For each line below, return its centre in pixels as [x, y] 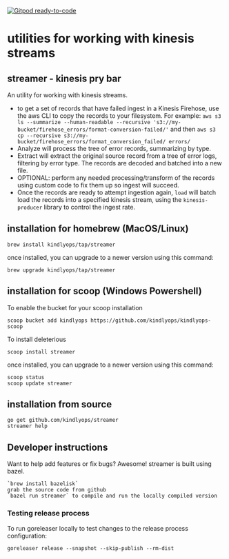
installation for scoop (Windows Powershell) [104, 291]
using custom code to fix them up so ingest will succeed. [98, 185]
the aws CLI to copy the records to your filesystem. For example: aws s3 [119, 116]
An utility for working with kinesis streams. [68, 95]
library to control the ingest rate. [90, 207]
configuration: [27, 536]
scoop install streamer [41, 352]
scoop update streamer [40, 383]
